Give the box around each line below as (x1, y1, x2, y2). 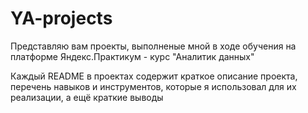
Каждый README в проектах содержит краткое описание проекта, (10, 70, 298, 82)
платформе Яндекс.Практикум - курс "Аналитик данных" (10, 50, 255, 62)
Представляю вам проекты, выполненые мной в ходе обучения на (10, 40, 297, 52)
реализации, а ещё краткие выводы (10, 91, 164, 103)
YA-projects (10, 7, 113, 30)
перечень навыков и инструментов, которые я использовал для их (10, 80, 297, 92)
